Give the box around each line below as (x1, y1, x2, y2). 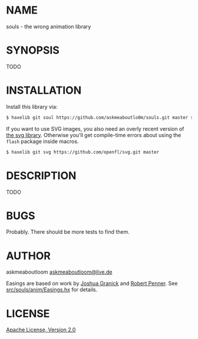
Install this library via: (6, 103, 58, 110)
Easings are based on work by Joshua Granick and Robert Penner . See (6, 280, 178, 287)
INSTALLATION (6, 84, 81, 97)
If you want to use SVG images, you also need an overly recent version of (6, 125, 184, 132)
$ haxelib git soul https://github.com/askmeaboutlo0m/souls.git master (6, 114, 189, 121)
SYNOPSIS (6, 44, 60, 57)
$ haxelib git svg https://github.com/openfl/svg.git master (6, 149, 160, 155)
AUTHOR (6, 249, 51, 262)
